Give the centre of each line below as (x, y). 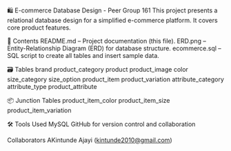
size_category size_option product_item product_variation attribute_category (115, 79)
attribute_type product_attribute (52, 87)
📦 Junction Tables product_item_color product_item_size (89, 100)
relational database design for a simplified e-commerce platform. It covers (113, 20)
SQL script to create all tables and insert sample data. (83, 56)
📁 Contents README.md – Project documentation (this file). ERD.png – (107, 41)
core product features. (39, 28)
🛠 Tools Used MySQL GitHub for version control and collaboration (101, 124)
